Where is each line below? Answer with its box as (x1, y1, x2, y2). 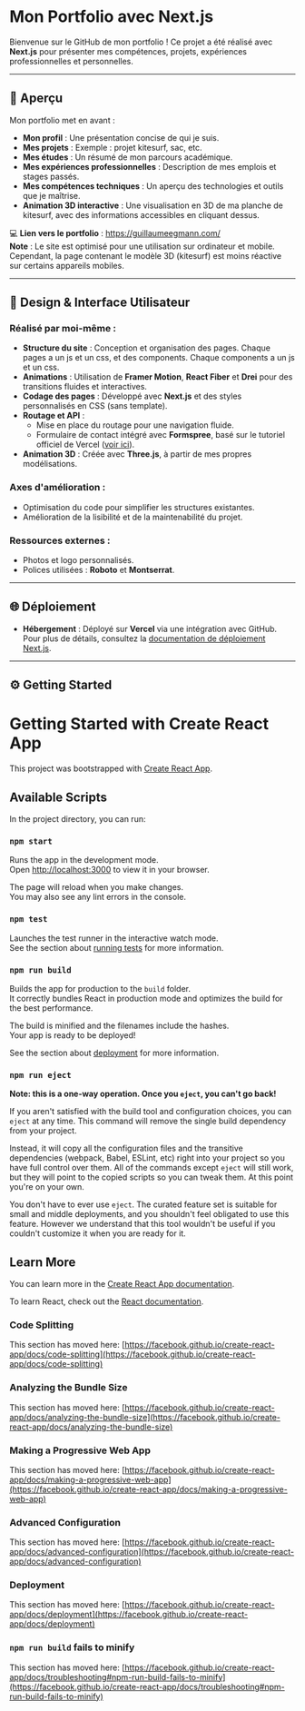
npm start (9, 836, 53, 846)
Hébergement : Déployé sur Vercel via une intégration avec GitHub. (22, 623, 278, 634)
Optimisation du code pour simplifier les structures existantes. (22, 501, 256, 512)
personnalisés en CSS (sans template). (22, 401, 168, 411)
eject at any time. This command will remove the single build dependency (9, 1115, 287, 1127)
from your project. (9, 1125, 77, 1136)
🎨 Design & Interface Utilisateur (9, 295, 191, 311)
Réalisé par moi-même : (9, 322, 116, 335)
